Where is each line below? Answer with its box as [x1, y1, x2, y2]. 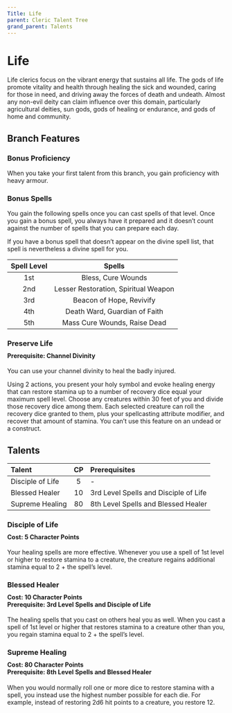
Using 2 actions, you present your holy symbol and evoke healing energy [7, 380, 215, 388]
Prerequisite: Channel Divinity [7, 351, 96, 360]
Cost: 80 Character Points [7, 660, 84, 669]
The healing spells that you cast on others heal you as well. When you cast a [7, 615, 226, 624]
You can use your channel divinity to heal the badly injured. [7, 367, 177, 375]
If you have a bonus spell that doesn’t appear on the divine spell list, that [7, 237, 214, 246]
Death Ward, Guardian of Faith [65, 307, 164, 316]
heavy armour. [7, 177, 48, 184]
